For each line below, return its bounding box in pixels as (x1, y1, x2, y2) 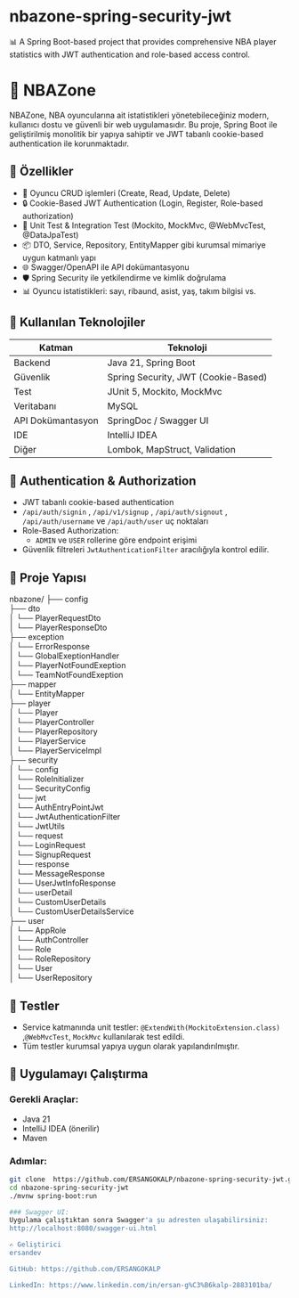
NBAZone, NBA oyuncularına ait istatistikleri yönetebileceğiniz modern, (9, 110, 270, 120)
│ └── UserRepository (9, 973, 93, 984)
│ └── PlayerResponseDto (9, 622, 108, 633)
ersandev (9, 1249, 42, 1258)
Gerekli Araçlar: (9, 1093, 79, 1106)
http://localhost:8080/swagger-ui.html (9, 1224, 158, 1233)
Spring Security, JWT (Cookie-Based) (107, 371, 268, 383)
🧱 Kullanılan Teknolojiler (9, 314, 146, 331)
